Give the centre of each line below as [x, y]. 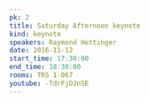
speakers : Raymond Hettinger [63, 42]
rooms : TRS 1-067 [41, 75]
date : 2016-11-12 [41, 51]
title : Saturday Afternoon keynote [75, 26]
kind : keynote [35, 34]
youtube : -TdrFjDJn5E [49, 83]
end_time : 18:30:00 [45, 67]
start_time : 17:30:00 [49, 59]
